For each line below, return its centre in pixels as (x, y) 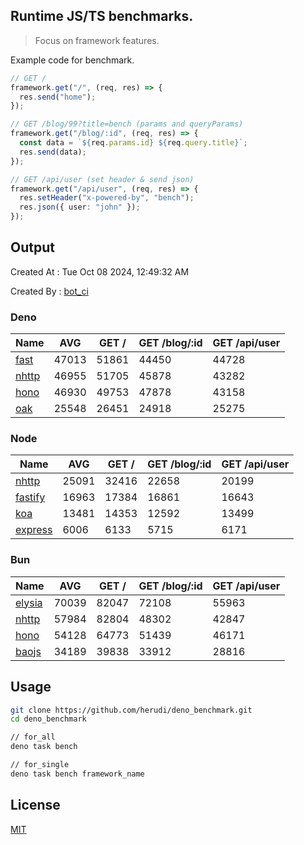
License (35, 805)
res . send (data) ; (53, 152)
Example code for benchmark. (72, 60)
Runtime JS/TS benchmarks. (102, 16)
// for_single (40, 765)
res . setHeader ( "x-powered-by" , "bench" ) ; (107, 198)
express (34, 530)
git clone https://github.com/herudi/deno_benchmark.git (131, 710)
